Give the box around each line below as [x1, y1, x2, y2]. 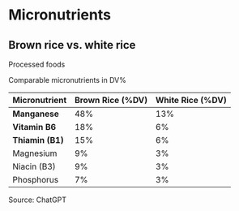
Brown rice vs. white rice [8, 38, 136, 52]
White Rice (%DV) [155, 95, 227, 105]
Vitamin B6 [12, 122, 57, 132]
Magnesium [12, 148, 58, 159]
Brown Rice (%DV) [74, 95, 148, 105]
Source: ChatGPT [8, 195, 67, 205]
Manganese [12, 108, 59, 119]
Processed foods [8, 59, 66, 69]
